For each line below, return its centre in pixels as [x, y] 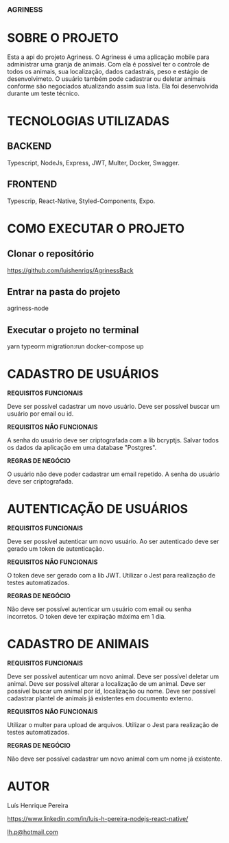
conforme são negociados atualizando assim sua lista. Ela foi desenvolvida [113, 86]
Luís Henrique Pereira [38, 806]
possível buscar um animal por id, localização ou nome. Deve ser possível [111, 691]
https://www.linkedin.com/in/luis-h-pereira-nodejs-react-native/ [98, 819]
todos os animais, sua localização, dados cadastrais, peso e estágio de [107, 71]
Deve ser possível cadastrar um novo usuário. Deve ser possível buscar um [113, 407]
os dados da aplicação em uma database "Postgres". [82, 448]
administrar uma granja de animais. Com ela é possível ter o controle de [109, 64]
